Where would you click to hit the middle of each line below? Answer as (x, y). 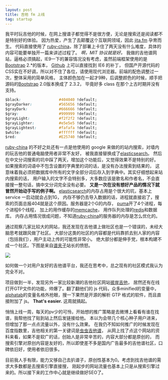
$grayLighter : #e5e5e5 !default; (51, 123)
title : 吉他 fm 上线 (25, 15)
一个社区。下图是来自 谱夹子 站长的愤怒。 (51, 245)
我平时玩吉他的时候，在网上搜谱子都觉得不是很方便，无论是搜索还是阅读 (79, 34)
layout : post (19, 10)
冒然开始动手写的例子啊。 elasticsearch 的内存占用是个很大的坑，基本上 (79, 191)
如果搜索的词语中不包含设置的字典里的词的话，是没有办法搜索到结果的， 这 (82, 166)
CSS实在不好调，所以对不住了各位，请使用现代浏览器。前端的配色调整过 (80, 72)
